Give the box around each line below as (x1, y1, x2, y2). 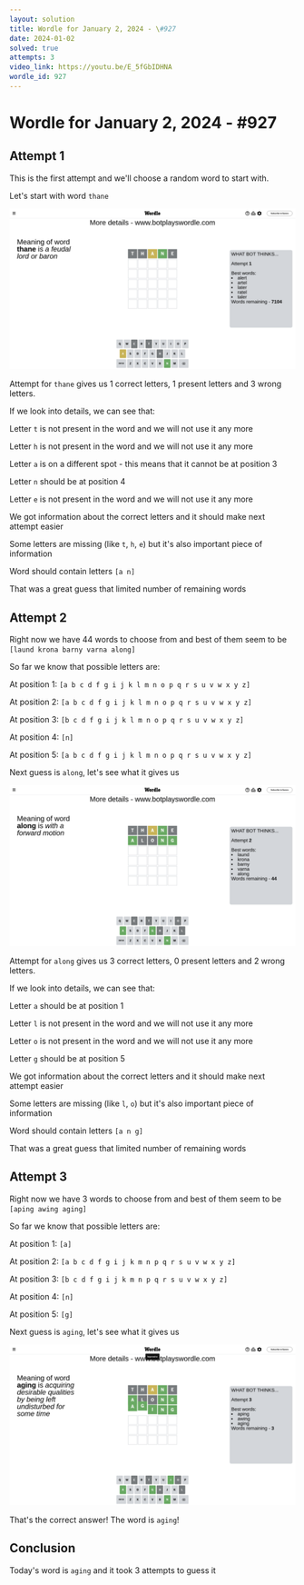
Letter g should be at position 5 (9, 1052, 125, 1063)
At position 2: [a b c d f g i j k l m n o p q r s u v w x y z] (9, 696, 252, 708)
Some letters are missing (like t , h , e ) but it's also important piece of (9, 539, 263, 550)
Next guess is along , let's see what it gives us (9, 767, 180, 778)
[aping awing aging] (9, 1204, 88, 1213)
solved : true (9, 44, 59, 53)
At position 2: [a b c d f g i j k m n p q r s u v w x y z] (9, 1255, 236, 1267)
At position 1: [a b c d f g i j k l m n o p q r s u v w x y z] (9, 679, 251, 690)
